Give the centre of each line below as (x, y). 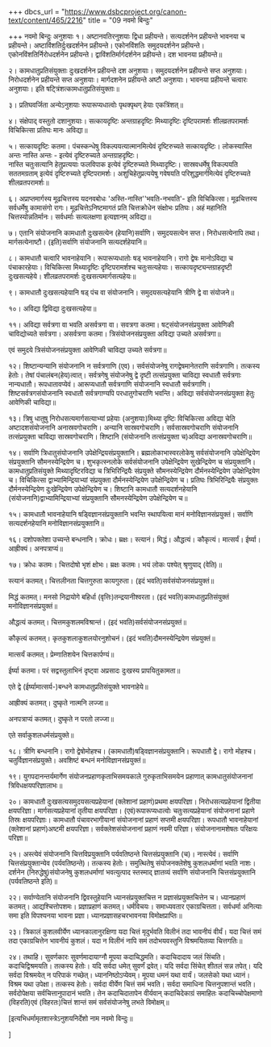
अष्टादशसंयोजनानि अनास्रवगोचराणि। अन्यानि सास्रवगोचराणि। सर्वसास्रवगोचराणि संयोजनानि (124, 428)
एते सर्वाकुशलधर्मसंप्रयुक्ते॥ (41, 735)
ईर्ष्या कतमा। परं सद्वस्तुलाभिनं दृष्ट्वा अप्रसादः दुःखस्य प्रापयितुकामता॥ (94, 670)
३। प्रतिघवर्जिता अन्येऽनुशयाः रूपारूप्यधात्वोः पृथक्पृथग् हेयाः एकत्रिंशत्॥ (96, 105)
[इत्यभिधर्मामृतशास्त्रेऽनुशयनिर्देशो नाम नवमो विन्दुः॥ (71, 1018)
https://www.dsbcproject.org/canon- (125, 12)
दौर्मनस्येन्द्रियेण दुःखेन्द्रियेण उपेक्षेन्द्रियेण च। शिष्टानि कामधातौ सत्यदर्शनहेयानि (103, 489)
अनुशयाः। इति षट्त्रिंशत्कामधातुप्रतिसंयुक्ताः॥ (64, 89)
